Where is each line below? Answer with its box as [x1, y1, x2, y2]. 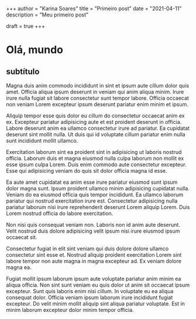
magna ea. [6, 264, 32, 271]
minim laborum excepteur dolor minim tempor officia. [6, 307, 134, 313]
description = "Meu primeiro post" [6, 11, 89, 18]
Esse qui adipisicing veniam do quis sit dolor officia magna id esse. [6, 167, 168, 174]
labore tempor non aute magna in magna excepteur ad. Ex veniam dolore [6, 258, 181, 264]
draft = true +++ [6, 23, 46, 29]
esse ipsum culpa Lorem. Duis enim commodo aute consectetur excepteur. [6, 161, 187, 168]
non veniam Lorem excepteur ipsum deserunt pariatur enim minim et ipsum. [6, 101, 188, 108]
